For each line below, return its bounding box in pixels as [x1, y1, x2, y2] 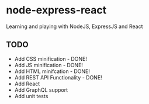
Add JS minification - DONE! [14, 61, 84, 68]
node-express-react [6, 4, 107, 17]
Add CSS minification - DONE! [14, 55, 88, 62]
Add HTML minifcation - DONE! [14, 68, 91, 75]
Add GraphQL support [14, 86, 68, 93]
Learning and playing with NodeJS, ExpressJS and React [6, 23, 143, 30]
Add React [14, 80, 40, 87]
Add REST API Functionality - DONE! [14, 74, 102, 81]
